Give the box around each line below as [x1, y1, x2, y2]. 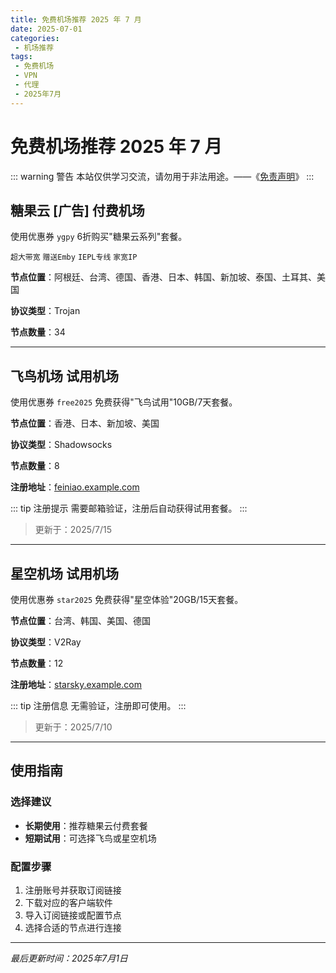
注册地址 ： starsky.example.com [10, 679, 142, 690]
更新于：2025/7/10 [34, 721, 113, 733]
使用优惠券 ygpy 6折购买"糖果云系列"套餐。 [10, 231, 188, 243]
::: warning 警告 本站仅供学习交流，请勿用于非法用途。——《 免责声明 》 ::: [10, 170, 315, 182]
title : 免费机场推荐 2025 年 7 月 [10, 14, 142, 25]
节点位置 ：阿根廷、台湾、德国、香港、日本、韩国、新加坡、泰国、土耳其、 [10, 271, 317, 283]
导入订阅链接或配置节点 [24, 909, 122, 921]
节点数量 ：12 [10, 657, 64, 669]
